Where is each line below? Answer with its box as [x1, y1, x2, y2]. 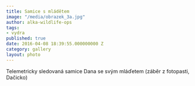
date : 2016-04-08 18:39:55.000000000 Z [6, 41, 104, 47]
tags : [6, 24, 19, 31]
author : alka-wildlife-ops [6, 19, 72, 25]
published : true [6, 35, 46, 41]
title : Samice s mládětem [6, 8, 69, 15]
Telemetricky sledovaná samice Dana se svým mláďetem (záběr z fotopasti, [6, 67, 190, 74]
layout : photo [6, 52, 41, 58]
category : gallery [6, 46, 51, 52]
